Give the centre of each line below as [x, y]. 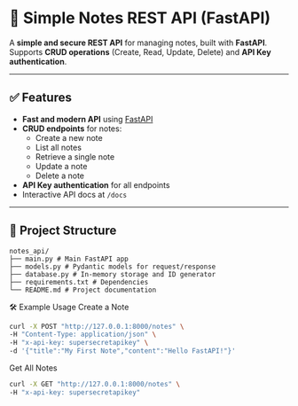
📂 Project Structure [63, 231]
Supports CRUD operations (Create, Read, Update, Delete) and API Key [141, 51]
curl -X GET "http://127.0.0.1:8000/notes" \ [94, 385]
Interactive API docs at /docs [74, 194]
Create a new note [69, 137]
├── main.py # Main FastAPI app [69, 259]
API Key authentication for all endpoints [96, 184]
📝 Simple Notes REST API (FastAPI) [140, 18]
